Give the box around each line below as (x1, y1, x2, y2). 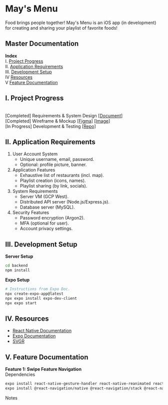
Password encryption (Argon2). (19, 215, 85, 221)
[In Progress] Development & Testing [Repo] (5, 123, 96, 129)
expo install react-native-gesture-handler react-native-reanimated (5, 381, 151, 386)
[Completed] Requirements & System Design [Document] (5, 112, 123, 118)
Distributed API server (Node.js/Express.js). (19, 199, 110, 205)
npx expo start (5, 300, 37, 306)
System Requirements (12, 188, 58, 194)
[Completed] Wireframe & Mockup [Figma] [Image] (5, 118, 110, 124)
